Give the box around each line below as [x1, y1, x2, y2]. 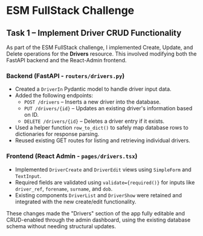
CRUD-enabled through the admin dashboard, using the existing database [6, 216, 191, 223]
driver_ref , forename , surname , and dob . [14, 185, 113, 192]
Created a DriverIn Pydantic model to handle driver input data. [14, 85, 172, 93]
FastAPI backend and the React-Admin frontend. [6, 57, 127, 64]
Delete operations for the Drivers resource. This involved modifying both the [6, 50, 197, 57]
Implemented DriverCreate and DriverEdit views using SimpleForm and [14, 166, 192, 173]
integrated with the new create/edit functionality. [14, 198, 137, 205]
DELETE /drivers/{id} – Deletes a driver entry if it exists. [24, 117, 165, 125]
